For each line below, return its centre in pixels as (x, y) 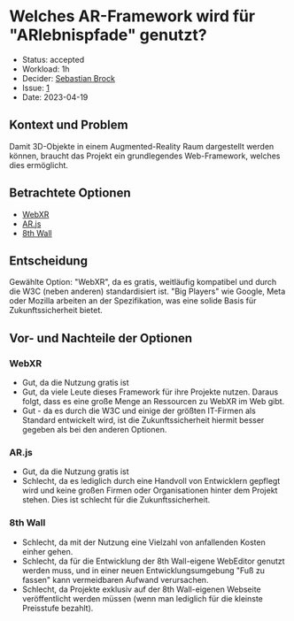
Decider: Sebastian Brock (68, 78)
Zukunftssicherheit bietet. (56, 310)
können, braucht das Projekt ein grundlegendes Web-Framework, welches (145, 156)
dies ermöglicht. (39, 165)
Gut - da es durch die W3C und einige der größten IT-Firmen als (139, 411)
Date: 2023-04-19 (55, 97)
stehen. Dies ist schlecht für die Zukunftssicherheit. (116, 500)
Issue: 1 (36, 88)
